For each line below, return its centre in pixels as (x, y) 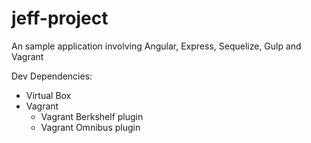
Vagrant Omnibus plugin (90, 127)
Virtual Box (48, 95)
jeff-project (60, 18)
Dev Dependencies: (52, 76)
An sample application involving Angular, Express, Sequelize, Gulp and (156, 46)
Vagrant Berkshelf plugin (92, 116)
